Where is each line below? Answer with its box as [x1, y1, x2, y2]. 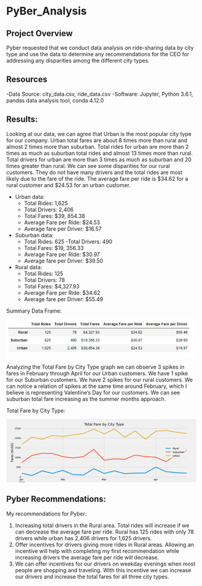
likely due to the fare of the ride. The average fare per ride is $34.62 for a [6, 175, 189, 182]
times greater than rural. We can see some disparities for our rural [6, 162, 170, 169]
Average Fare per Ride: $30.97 [24, 251, 101, 258]
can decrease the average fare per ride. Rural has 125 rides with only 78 [14, 528, 194, 535]
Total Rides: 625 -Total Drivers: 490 [24, 238, 113, 245]
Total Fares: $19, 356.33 [24, 244, 84, 251]
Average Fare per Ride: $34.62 [24, 289, 101, 296]
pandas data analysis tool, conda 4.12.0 [6, 96, 104, 104]
